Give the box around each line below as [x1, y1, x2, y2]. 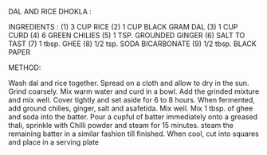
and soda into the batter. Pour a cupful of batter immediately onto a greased [8, 112, 257, 122]
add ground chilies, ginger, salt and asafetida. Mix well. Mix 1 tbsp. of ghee [8, 103, 253, 113]
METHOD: [8, 63, 41, 72]
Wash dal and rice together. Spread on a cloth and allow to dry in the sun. [8, 79, 249, 87]
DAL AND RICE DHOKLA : [8, 7, 92, 16]
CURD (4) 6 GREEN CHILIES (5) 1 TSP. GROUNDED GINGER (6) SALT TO [8, 31, 245, 40]
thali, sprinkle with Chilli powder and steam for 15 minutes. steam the [8, 121, 234, 130]
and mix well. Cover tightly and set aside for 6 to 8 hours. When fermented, [8, 95, 255, 104]
